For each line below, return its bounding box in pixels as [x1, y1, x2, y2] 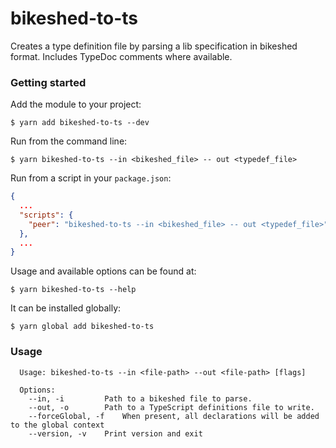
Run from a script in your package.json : [10, 172, 172, 184]
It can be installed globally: [10, 302, 122, 314]
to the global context [10, 420, 105, 430]
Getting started [10, 75, 87, 89]
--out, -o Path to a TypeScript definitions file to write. [28, 402, 315, 412]
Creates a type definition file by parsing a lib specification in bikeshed [10, 40, 298, 52]
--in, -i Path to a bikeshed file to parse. [28, 393, 253, 404]
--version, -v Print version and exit [28, 428, 203, 439]
